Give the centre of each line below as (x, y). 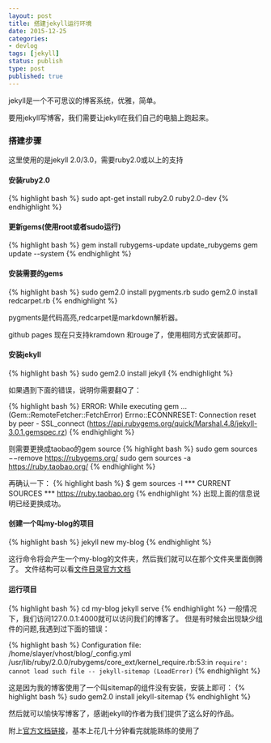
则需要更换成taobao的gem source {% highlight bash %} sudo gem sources (133, 449)
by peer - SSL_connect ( (49, 423)
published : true (36, 76)
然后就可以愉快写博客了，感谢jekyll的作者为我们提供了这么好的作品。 (123, 714)
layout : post (30, 16)
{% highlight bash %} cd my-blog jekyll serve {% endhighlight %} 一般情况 (133, 608)
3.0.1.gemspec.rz (37, 432)
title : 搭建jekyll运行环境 (50, 24)
